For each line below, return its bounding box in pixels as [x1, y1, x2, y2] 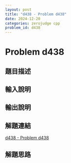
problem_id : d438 [5, 25, 41, 30]
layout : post [5, 7, 32, 12]
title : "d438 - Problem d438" [5, 12, 67, 17]
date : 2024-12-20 [5, 16, 41, 21]
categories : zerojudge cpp [5, 21, 60, 26]
